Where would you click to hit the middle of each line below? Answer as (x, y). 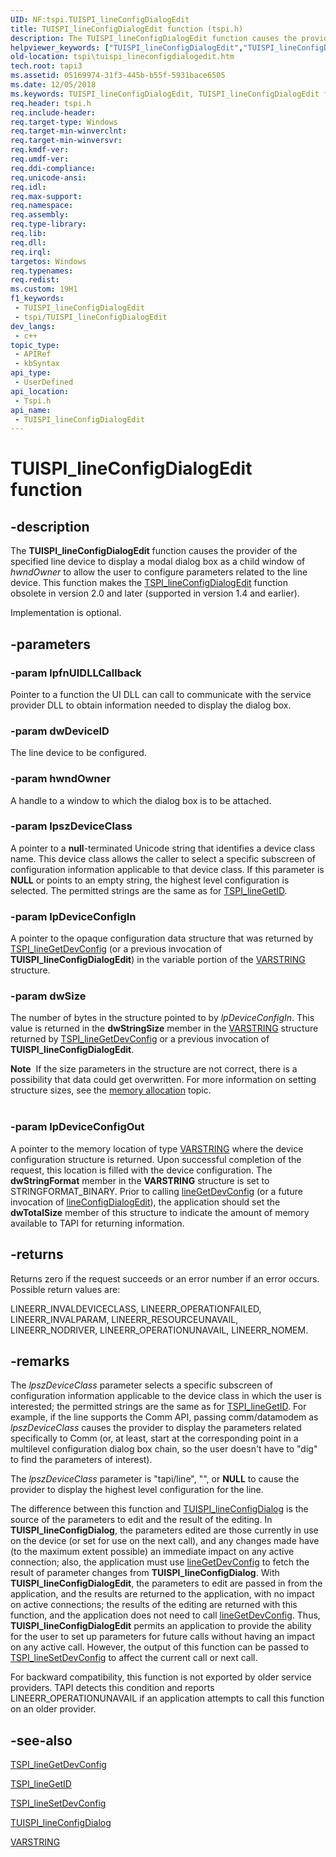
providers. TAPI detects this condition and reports (112, 1688)
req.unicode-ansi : (48, 177)
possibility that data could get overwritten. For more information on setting (163, 1080)
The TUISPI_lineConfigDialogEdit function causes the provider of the (154, 551)
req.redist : (35, 280)
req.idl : (28, 187)
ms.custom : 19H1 (44, 289)
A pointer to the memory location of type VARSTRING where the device (157, 1148)
